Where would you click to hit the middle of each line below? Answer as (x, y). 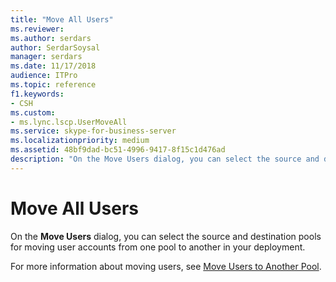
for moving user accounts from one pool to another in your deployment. (158, 247)
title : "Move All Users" (62, 19)
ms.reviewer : (37, 29)
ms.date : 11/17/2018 (53, 66)
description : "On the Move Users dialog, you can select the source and (165, 159)
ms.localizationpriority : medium (80, 141)
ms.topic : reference (53, 85)
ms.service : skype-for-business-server (93, 131)
